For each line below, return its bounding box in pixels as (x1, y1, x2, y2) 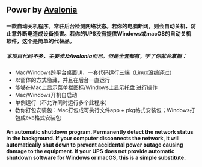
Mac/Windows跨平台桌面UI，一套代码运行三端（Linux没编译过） (14, 69, 176, 76)
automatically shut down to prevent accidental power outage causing (6, 141, 183, 148)
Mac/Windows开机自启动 (14, 91, 78, 98)
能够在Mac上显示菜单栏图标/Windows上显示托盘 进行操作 (14, 84, 158, 91)
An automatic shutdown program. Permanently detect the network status (6, 128, 194, 135)
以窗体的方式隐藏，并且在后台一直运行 (14, 76, 110, 83)
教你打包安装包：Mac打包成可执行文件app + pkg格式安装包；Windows (14, 106, 190, 113)
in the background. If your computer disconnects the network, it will (6, 134, 180, 142)
